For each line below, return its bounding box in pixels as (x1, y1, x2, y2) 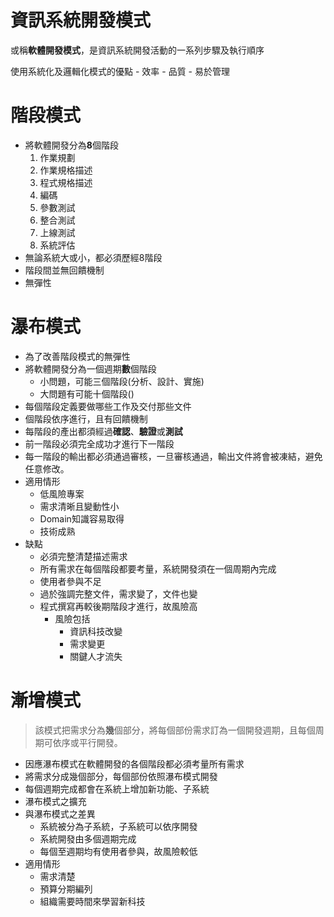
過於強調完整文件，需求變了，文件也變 (39, 587, 198, 600)
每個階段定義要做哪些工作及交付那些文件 (24, 400, 192, 412)
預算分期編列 (39, 882, 93, 895)
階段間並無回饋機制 (24, 264, 105, 276)
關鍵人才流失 (69, 650, 123, 662)
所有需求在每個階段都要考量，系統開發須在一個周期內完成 (39, 562, 277, 575)
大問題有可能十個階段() (39, 387, 135, 400)
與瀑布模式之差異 (24, 807, 96, 820)
